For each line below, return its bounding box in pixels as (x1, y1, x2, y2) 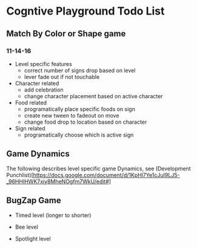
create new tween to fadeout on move (24, 112, 119, 119)
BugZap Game (6, 195, 62, 206)
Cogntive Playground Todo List (6, 4, 165, 18)
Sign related (15, 124, 45, 132)
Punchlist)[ (6, 171, 33, 178)
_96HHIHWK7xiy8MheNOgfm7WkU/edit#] (6, 178, 111, 185)
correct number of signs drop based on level (24, 67, 136, 74)
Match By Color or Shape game (6, 28, 126, 39)
